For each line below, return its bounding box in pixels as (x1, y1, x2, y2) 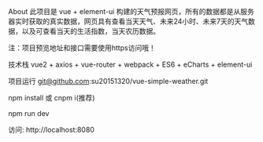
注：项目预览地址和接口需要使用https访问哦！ (8, 43, 156, 53)
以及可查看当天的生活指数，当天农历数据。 (21, 27, 160, 35)
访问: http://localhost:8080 (8, 125, 94, 134)
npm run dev (8, 109, 50, 118)
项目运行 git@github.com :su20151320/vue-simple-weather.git (8, 77, 209, 86)
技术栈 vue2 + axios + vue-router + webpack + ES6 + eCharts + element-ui (8, 60, 253, 69)
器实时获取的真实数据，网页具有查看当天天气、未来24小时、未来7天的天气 (8, 16, 249, 26)
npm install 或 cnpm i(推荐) (8, 93, 95, 102)
